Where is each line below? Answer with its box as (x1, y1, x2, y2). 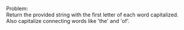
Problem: (6, 5, 28, 12)
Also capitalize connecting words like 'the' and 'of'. (6, 18, 130, 24)
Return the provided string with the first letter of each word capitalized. (6, 11, 179, 18)
